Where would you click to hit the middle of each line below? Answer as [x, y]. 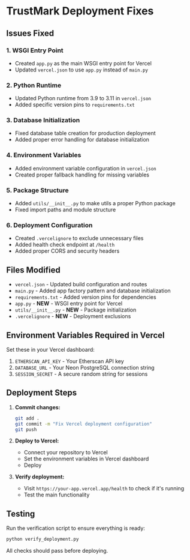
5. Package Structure [37, 190]
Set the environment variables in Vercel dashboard [86, 459]
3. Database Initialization [43, 120]
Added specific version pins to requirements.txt [75, 105]
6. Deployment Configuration [49, 225]
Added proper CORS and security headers [67, 251]
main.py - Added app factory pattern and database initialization [93, 291]
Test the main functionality [57, 495]
